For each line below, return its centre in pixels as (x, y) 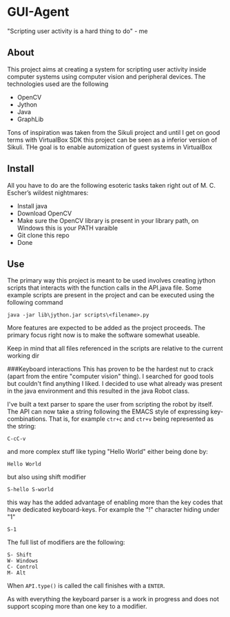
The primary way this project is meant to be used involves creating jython (111, 281)
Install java (32, 206)
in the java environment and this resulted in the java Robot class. (98, 391)
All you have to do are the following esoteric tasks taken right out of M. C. (111, 185)
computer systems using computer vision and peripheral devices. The (106, 76)
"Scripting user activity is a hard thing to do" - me (77, 31)
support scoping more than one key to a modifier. (77, 607)
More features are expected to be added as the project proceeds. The (106, 328)
